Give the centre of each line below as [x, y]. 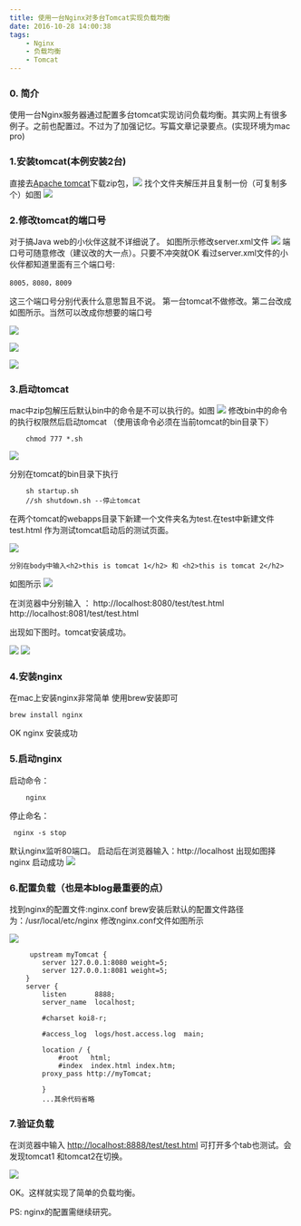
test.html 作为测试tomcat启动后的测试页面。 [92, 530]
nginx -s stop [40, 832]
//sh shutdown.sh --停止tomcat [83, 501]
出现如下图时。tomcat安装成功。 [70, 632]
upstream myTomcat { [68, 955]
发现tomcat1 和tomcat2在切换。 [68, 1156]
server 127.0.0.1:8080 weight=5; [105, 963]
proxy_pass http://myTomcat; [97, 1074]
